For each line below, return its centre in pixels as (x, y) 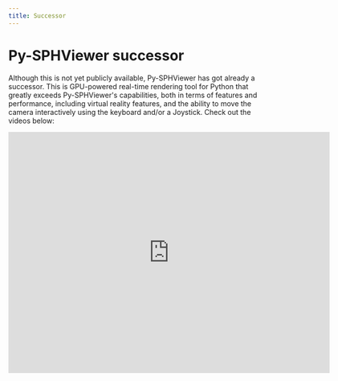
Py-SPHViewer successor (96, 55)
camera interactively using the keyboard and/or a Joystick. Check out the (130, 112)
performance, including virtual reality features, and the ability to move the (130, 103)
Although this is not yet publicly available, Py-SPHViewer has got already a (132, 78)
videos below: (31, 121)
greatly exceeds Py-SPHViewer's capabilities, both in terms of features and (133, 95)
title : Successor (37, 16)
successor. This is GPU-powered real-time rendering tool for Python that (128, 86)
